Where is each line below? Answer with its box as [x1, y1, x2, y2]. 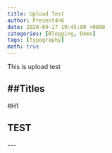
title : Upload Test [7, 10, 65, 18]
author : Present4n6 [7, 17, 65, 24]
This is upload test [7, 63, 61, 71]
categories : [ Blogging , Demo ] [7, 30, 97, 37]
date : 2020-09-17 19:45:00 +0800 [7, 23, 106, 30]
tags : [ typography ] [7, 37, 65, 44]
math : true [7, 43, 39, 50]
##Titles [7, 82, 45, 95]
